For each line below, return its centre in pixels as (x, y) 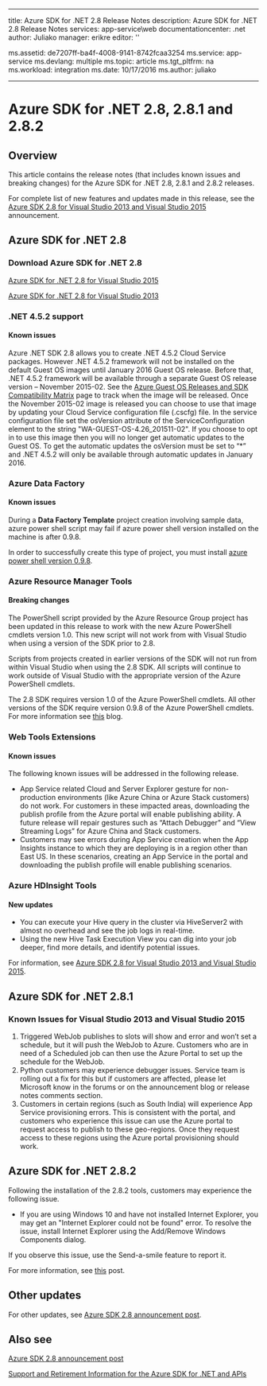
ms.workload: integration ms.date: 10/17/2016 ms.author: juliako (112, 70)
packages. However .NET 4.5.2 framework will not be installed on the (121, 361)
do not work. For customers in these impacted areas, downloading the (135, 806)
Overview (33, 155)
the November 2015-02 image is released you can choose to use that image (132, 403)
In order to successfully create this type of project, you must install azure (128, 552)
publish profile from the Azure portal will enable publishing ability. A (130, 814)
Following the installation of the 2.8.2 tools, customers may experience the (130, 1190)
